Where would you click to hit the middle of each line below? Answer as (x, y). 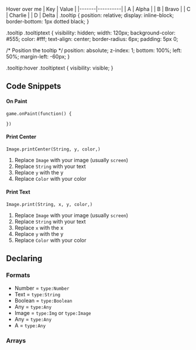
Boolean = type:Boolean (43, 300)
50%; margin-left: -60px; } (38, 56)
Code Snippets (34, 86)
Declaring (24, 258)
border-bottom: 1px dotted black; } (48, 21)
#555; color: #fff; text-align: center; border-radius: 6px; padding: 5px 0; (92, 39)
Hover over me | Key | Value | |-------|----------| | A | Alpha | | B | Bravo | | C (99, 9)
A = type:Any (30, 325)
